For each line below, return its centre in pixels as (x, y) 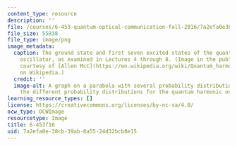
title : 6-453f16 (31, 125)
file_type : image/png (39, 40)
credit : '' (30, 79)
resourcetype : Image (38, 118)
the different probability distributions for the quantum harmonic (121, 92)
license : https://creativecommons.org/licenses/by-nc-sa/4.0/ (101, 105)
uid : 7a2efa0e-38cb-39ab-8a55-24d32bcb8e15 (72, 131)
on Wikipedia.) (42, 72)
